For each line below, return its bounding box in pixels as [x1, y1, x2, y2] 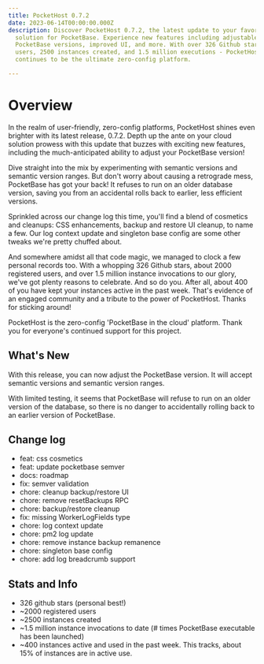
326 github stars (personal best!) [19, 599, 126, 608]
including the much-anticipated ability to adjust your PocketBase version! [8, 147, 245, 157]
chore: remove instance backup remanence [19, 538, 161, 547]
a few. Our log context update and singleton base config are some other [8, 228, 241, 237]
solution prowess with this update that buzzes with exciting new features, [8, 139, 246, 148]
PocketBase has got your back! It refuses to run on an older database [8, 179, 233, 189]
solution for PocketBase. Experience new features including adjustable [15, 33, 258, 42]
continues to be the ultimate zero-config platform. [15, 56, 192, 64]
